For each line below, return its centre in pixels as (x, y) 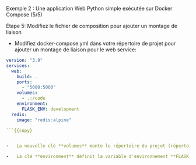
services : (18, 66)
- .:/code (33, 99)
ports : (24, 82)
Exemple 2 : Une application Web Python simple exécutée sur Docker (89, 8)
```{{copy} (19, 131)
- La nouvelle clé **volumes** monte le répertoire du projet (86, 146)
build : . (27, 76)
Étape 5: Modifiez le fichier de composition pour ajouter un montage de (92, 26)
